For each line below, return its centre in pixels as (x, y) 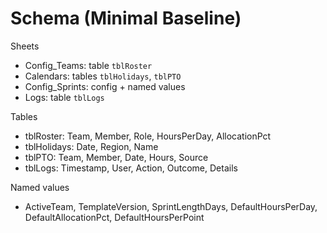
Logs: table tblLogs (64, 97)
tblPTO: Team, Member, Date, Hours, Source (116, 157)
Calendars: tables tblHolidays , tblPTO (103, 76)
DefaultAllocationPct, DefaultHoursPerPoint (114, 217)
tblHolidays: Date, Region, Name (91, 146)
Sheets (25, 46)
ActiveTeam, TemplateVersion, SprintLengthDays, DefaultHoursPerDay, (171, 206)
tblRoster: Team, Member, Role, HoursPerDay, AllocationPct (148, 136)
